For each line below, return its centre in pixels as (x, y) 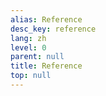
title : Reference (46, 66)
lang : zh (28, 38)
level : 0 (28, 47)
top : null (31, 76)
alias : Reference (46, 19)
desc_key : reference (53, 29)
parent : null (37, 57)
